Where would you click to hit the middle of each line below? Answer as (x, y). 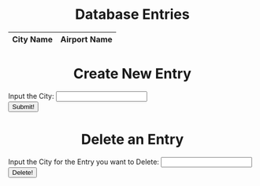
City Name (32, 39)
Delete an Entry (132, 140)
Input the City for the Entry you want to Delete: (84, 162)
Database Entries (132, 15)
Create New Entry (132, 74)
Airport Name (86, 39)
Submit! (24, 106)
